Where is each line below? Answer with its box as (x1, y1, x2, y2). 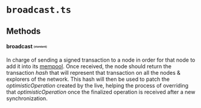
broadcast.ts (6, 4, 71, 16)
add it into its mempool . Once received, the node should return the (6, 62, 172, 70)
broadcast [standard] (6, 43, 47, 50)
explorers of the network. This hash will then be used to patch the (6, 75, 170, 83)
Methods (6, 26, 41, 36)
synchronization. (6, 95, 48, 102)
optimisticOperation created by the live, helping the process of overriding (6, 81, 189, 89)
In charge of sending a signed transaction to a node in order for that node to (6, 56, 196, 63)
